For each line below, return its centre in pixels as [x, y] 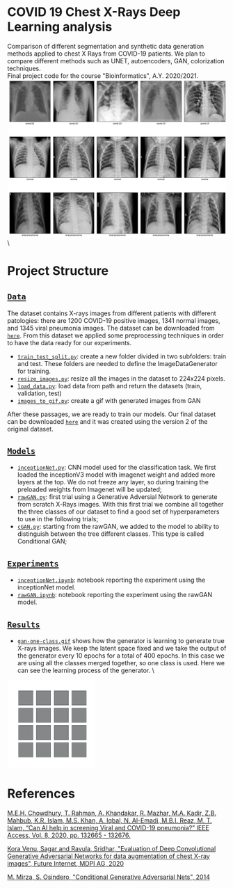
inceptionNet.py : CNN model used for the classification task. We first [116, 468]
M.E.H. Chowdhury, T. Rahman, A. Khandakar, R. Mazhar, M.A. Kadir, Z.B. [112, 813]
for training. [34, 371]
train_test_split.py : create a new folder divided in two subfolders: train [122, 356]
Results [24, 625]
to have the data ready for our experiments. [70, 342]
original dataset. [30, 429]
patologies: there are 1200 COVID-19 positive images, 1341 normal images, [114, 320]
